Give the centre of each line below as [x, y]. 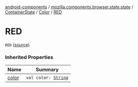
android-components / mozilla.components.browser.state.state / [69, 7]
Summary [47, 70]
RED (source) [17, 45]
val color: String [47, 78]
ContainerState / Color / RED [33, 12]
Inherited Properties [29, 57]
